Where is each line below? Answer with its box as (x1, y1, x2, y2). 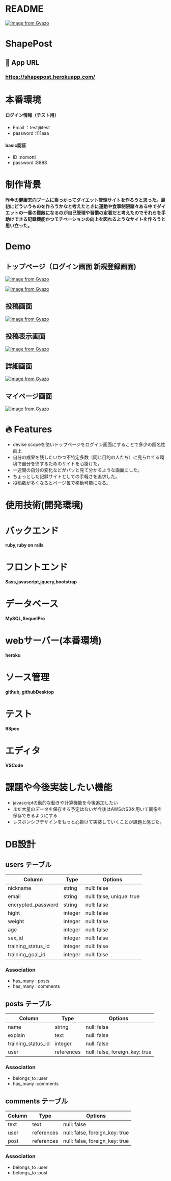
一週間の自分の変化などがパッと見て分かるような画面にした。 (12, 467, 142, 473)
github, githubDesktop (5, 689, 54, 695)
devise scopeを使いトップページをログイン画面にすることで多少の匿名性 (12, 441, 165, 447)
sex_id (8, 934, 23, 941)
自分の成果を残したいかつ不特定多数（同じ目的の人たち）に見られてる (12, 454, 160, 460)
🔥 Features (5, 423, 52, 435)
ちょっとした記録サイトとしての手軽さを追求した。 (12, 474, 120, 480)
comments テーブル (5, 1097, 68, 1105)
